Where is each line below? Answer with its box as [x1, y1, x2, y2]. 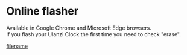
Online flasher [6, 4, 79, 18]
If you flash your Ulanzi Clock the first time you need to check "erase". [6, 30, 181, 37]
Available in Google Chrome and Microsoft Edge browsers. [6, 24, 152, 31]
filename [6, 42, 28, 50]
